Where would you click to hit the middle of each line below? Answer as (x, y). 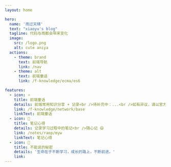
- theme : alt (28, 71)
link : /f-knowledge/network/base (50, 109)
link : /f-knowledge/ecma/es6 (49, 81)
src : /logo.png (30, 43)
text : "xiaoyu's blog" (33, 29)
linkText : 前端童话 (33, 114)
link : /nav (30, 67)
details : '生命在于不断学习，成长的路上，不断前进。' (65, 152)
